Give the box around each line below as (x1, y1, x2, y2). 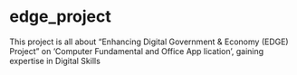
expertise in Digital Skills (9, 55, 101, 66)
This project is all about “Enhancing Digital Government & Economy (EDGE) (9, 36, 289, 47)
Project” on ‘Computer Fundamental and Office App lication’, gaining (9, 45, 264, 56)
